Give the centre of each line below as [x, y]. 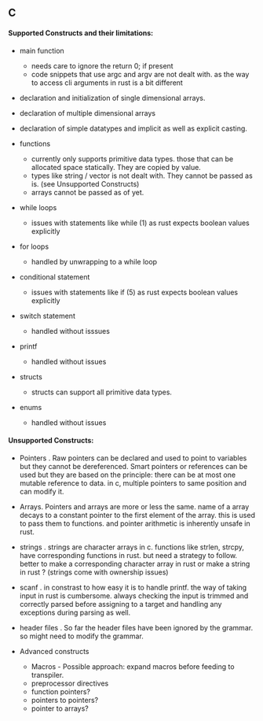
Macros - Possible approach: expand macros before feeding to [133, 666]
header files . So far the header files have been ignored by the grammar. [136, 627]
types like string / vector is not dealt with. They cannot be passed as [142, 176]
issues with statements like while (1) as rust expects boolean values [140, 223]
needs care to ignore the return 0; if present [102, 65]
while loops [38, 207]
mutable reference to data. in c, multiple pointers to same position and [133, 483]
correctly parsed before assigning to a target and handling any [121, 604]
